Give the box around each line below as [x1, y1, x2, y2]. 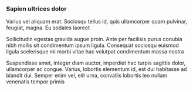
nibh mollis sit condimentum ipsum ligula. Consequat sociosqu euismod [6, 42, 179, 49]
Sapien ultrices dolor [6, 5, 67, 13]
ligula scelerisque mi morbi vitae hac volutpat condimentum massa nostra [6, 48, 184, 55]
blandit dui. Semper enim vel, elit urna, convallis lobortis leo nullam [6, 72, 168, 79]
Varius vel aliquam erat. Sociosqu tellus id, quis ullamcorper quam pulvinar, [6, 18, 188, 25]
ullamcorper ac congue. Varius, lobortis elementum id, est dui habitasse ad [6, 66, 187, 73]
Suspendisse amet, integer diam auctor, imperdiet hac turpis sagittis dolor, [6, 59, 186, 66]
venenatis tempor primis [6, 78, 65, 85]
